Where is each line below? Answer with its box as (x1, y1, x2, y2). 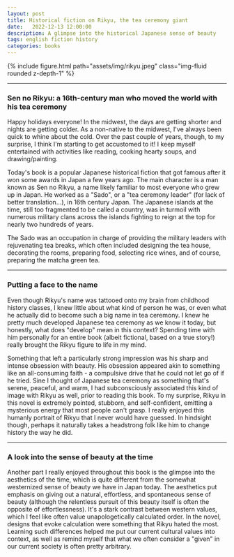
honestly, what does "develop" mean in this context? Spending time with (7, 325, 215, 334)
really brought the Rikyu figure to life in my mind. (7, 340, 147, 349)
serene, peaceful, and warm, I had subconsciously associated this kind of (7, 383, 219, 392)
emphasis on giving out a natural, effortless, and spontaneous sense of (7, 490, 211, 498)
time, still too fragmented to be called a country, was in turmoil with (7, 205, 201, 214)
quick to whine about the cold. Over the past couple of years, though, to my (7, 133, 224, 141)
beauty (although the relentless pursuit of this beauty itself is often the (7, 497, 210, 506)
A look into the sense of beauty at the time (7, 452, 153, 461)
